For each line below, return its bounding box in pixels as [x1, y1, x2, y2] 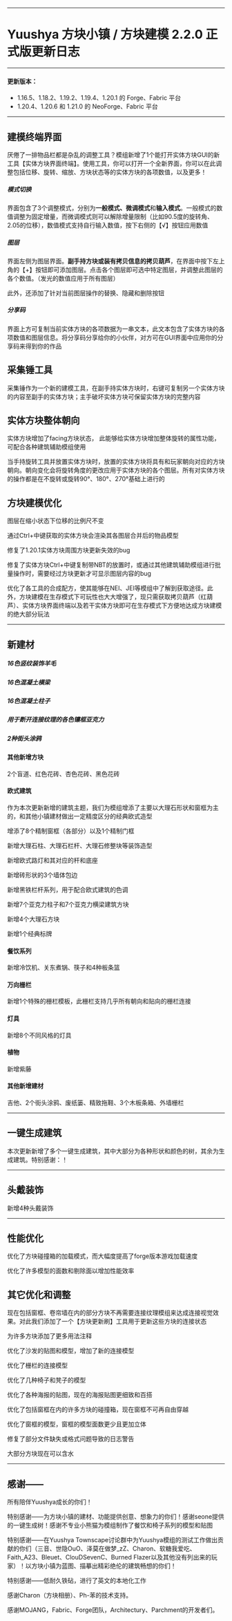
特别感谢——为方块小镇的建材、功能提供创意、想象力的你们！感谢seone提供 [7, 1512, 224, 1521]
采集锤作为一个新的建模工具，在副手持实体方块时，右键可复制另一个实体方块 [7, 384, 225, 392]
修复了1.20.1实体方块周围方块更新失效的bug [7, 546, 130, 554]
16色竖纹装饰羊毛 [7, 659, 57, 668]
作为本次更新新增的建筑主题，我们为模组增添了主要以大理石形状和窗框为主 [7, 803, 219, 812]
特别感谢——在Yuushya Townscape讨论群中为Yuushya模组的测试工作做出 [7, 1536, 218, 1544]
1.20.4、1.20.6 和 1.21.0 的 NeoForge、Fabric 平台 [17, 102, 159, 111]
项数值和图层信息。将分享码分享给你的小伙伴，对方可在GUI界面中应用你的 [7, 333, 217, 341]
